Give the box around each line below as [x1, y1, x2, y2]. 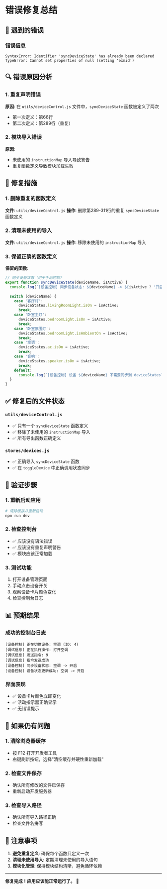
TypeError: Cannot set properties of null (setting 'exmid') [5, 58, 135, 63]
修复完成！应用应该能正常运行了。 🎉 [5, 878, 80, 884]
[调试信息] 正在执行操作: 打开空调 [5, 647, 69, 652]
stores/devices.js [5, 447, 50, 453]
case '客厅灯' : [14, 298, 43, 304]
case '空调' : [14, 340, 40, 345]
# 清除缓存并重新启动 [5, 508, 43, 513]
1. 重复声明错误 [5, 91, 41, 98]
